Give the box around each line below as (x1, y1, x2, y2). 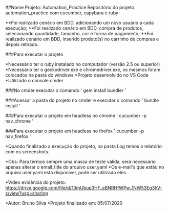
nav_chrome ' (5, 118, 34, 124)
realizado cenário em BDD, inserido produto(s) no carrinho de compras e (5, 36, 159, 42)
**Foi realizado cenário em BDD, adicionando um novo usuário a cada (5, 20, 154, 26)
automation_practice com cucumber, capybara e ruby (5, 10, 119, 16)
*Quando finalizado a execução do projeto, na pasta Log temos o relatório (5, 143, 162, 149)
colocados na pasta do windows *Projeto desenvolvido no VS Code (5, 72, 149, 78)
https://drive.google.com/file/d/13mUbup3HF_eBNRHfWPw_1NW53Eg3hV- (5, 185, 162, 191)
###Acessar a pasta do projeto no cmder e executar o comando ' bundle (5, 97, 159, 103)
